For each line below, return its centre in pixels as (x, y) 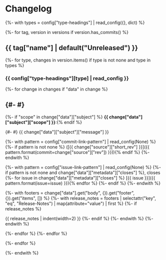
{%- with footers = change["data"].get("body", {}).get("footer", (70, 192)
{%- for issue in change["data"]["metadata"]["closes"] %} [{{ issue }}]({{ (80, 177)
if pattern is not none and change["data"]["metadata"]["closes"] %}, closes (83, 172)
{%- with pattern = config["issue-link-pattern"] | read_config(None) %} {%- (83, 167)
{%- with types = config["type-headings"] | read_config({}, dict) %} (75, 22)
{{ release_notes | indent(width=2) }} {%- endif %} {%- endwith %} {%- (79, 218)
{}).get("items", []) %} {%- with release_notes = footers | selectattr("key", (81, 198)
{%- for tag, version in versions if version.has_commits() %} (67, 32)
